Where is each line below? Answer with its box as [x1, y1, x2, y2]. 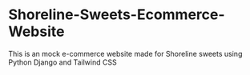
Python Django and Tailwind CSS [8, 57, 118, 67]
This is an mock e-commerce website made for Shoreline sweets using [8, 49, 243, 58]
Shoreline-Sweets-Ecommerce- [8, 6, 226, 24]
